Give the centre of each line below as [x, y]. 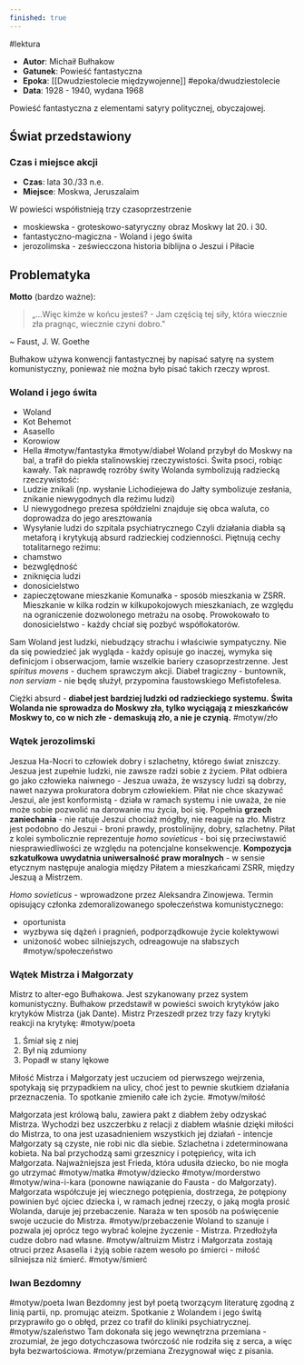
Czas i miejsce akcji [54, 162]
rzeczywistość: [51, 480]
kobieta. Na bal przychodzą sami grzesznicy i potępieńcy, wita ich [133, 1153]
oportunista [44, 922]
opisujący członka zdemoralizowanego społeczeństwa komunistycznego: [147, 904]
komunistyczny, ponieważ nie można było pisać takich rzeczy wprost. [140, 369]
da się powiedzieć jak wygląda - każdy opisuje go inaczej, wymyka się [141, 652]
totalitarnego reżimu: [61, 547]
